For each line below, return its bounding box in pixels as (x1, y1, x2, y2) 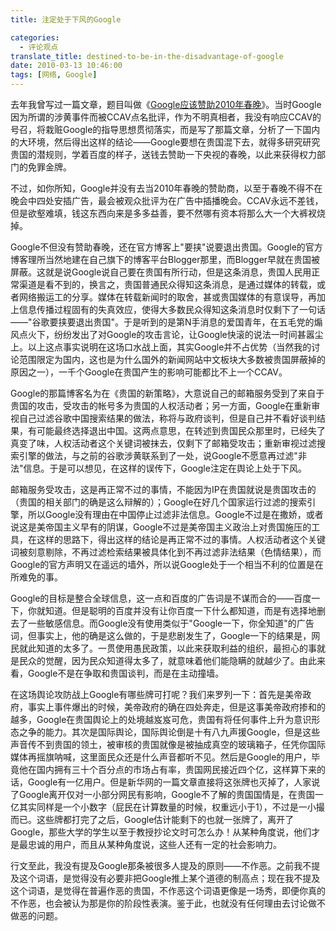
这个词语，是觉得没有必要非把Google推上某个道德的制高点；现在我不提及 (18, 872, 321, 884)
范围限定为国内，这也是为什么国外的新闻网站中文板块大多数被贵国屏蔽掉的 (18, 354, 326, 365)
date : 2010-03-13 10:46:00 (10, 61, 123, 71)
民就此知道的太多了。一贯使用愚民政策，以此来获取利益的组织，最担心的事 (10, 642, 317, 654)
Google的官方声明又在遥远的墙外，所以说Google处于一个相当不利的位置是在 (10, 559, 324, 570)
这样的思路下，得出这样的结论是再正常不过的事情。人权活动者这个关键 (36, 534, 326, 545)
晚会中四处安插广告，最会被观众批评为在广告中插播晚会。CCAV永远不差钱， (10, 195, 324, 206)
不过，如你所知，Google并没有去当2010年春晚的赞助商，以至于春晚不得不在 (10, 182, 323, 194)
